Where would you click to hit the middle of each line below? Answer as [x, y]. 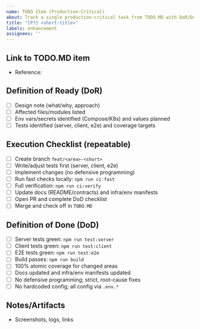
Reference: [28, 72]
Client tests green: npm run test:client [63, 246]
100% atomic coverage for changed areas [66, 266]
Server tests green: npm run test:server [64, 239]
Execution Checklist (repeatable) [68, 144]
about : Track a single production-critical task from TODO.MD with [92, 17]
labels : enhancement [32, 28]
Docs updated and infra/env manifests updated [73, 273]
